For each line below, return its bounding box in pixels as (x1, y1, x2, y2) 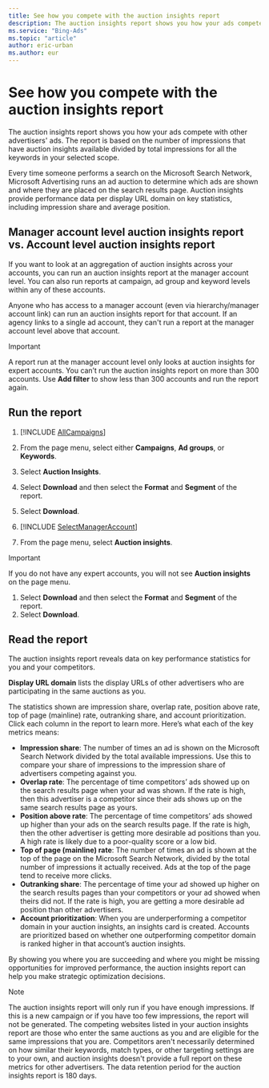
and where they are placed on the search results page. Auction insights (8, 185, 244, 195)
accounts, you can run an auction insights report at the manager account (8, 268, 249, 277)
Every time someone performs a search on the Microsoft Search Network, (8, 168, 252, 177)
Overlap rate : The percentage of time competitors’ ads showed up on (19, 777, 250, 787)
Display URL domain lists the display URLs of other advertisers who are (8, 678, 244, 688)
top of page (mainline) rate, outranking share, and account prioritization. (8, 710, 247, 720)
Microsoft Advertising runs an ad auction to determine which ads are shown (8, 176, 259, 186)
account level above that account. (8, 326, 120, 335)
